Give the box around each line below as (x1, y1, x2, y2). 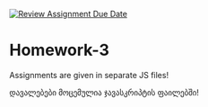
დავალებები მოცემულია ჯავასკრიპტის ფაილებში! (9, 86, 199, 98)
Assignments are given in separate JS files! (9, 69, 169, 80)
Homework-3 (9, 40, 110, 60)
